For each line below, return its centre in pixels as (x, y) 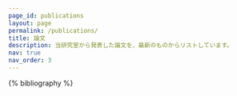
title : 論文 (27, 38)
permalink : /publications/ (53, 30)
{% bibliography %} (41, 83)
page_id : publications (46, 16)
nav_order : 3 (30, 61)
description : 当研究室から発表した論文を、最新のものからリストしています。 (121, 46)
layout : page (30, 23)
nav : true (25, 53)
